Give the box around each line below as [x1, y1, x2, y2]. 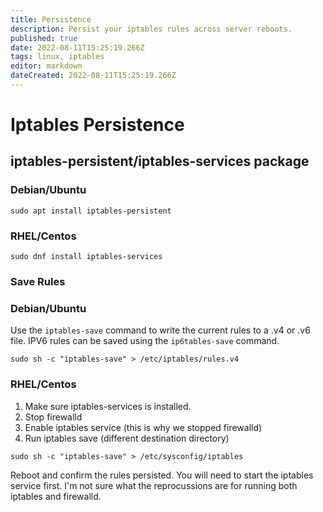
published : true [10, 33, 78, 43]
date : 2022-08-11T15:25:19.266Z [10, 42, 145, 53]
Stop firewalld [24, 411, 83, 423]
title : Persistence [10, 14, 92, 25]
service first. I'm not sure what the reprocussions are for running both [10, 479, 298, 491]
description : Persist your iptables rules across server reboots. [10, 24, 293, 34]
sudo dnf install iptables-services [10, 252, 163, 262]
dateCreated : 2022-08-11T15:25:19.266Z [10, 71, 177, 81]
